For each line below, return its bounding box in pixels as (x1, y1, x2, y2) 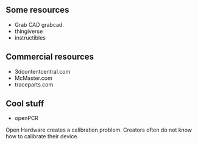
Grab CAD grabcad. (14, 21, 65, 28)
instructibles (14, 34, 46, 41)
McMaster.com (14, 74, 53, 82)
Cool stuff (5, 99, 44, 109)
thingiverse (14, 27, 43, 35)
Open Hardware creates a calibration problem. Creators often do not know (5, 126, 193, 133)
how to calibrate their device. (5, 133, 79, 140)
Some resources (5, 5, 69, 15)
